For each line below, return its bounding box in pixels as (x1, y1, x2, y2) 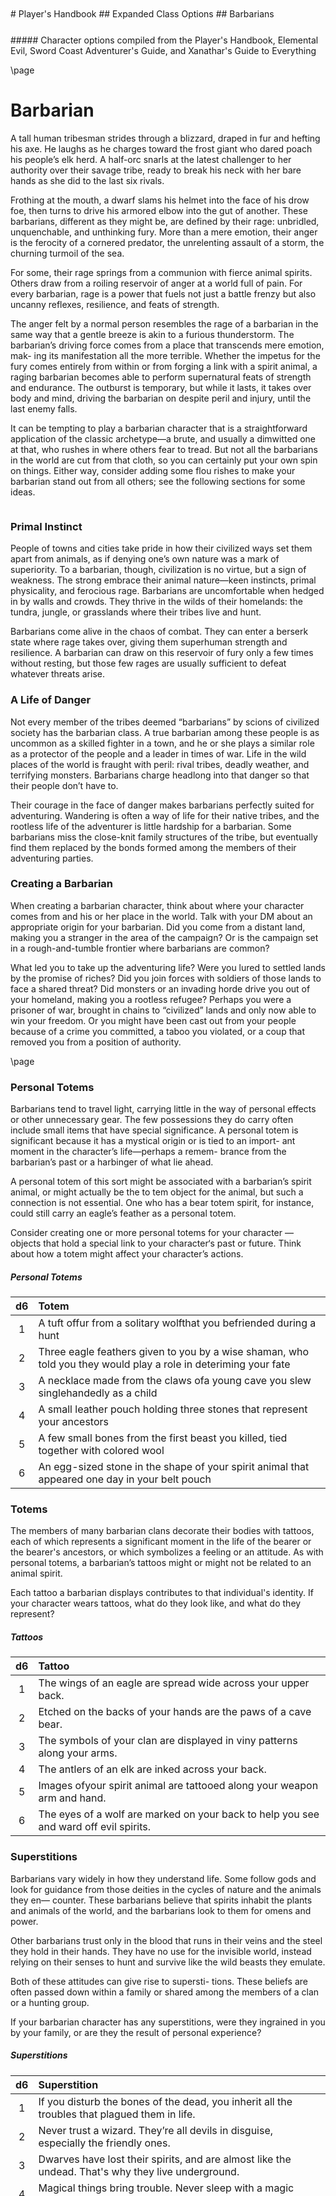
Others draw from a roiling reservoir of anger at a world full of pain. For (10, 277, 303, 289)
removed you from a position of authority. (10, 1036, 182, 1048)
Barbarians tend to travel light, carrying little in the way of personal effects (10, 1103, 317, 1115)
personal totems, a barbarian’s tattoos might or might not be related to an (10, 1557, 312, 1569)
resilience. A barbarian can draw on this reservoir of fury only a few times (10, 647, 314, 659)
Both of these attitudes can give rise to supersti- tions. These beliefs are (10, 1975, 308, 1987)
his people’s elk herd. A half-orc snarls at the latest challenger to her (10, 153, 292, 165)
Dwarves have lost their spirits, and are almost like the (38, 2152, 292, 2166)
